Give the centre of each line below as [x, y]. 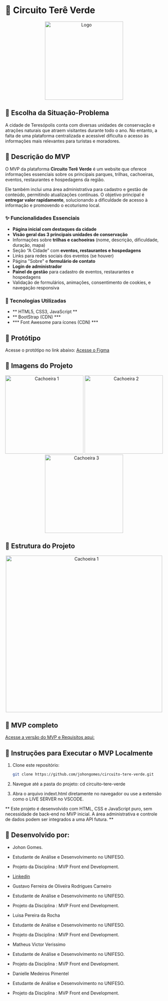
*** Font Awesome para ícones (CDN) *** [55, 322]
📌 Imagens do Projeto [39, 366]
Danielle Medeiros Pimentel [40, 973]
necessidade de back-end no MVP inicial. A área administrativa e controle [81, 814]
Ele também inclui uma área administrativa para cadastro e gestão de [76, 189]
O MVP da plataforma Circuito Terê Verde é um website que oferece [76, 169]
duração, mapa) [29, 245]
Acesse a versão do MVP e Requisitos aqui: [50, 737]
